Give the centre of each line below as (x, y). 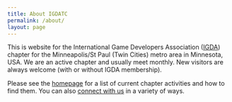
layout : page (27, 27)
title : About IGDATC (38, 14)
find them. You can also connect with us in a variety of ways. (96, 91)
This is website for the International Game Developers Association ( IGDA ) (114, 47)
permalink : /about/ (36, 21)
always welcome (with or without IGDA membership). (85, 70)
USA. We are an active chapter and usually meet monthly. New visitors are (116, 62)
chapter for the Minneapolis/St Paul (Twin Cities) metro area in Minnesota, (115, 55)
